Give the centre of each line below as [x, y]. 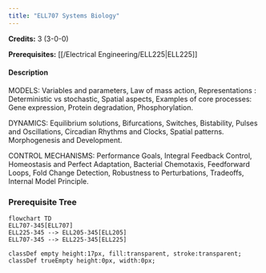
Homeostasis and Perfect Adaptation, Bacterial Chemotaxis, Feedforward [129, 164]
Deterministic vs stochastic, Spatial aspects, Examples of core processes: [130, 99]
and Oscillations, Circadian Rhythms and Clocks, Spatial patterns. [116, 131]
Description [28, 72]
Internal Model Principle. [49, 181]
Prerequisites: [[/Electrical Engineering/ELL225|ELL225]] [103, 54]
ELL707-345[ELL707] [41, 226]
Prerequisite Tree [43, 202]
